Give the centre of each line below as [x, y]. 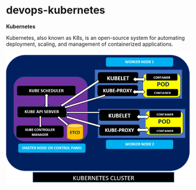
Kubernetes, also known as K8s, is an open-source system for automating [95, 38]
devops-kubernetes [56, 10]
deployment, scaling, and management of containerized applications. [90, 44]
